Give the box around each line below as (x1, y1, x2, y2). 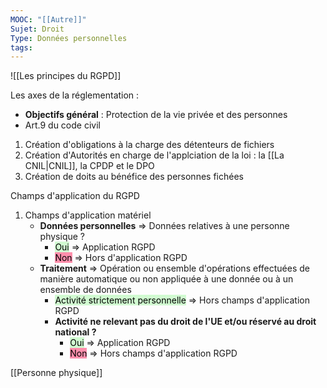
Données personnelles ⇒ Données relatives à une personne (39, 220, 290, 232)
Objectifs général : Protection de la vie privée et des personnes (24, 109, 288, 121)
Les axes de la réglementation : (10, 89, 140, 101)
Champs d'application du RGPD (10, 190, 140, 202)
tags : (10, 42, 33, 53)
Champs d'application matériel (24, 209, 152, 221)
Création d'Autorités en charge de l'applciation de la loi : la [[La (24, 149, 285, 161)
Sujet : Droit (10, 24, 65, 34)
